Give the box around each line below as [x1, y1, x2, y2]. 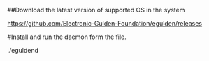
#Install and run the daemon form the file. [7, 33, 127, 41]
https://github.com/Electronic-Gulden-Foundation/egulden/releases [7, 19, 203, 27]
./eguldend [7, 46, 39, 54]
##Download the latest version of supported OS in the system [7, 6, 185, 14]
